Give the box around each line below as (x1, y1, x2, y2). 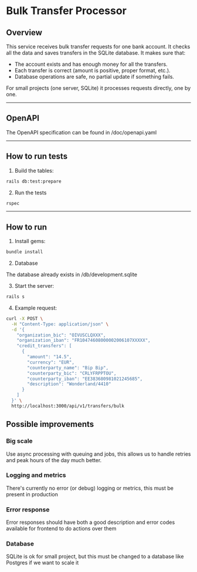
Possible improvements (6, 419, 94, 429)
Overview (6, 28, 43, 38)
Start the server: (14, 282, 55, 290)
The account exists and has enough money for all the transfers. (14, 60, 168, 68)
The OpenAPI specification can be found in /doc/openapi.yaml (6, 129, 157, 136)
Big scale (6, 437, 33, 445)
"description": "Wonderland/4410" (27, 381, 111, 387)
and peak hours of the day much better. (6, 456, 102, 463)
